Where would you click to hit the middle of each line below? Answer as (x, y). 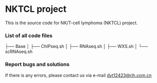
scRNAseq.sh (19, 52)
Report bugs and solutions (37, 64)
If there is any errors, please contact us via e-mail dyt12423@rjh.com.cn (78, 75)
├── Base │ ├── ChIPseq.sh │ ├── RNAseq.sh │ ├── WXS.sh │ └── (77, 46)
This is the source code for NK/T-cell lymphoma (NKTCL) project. (71, 23)
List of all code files (29, 36)
